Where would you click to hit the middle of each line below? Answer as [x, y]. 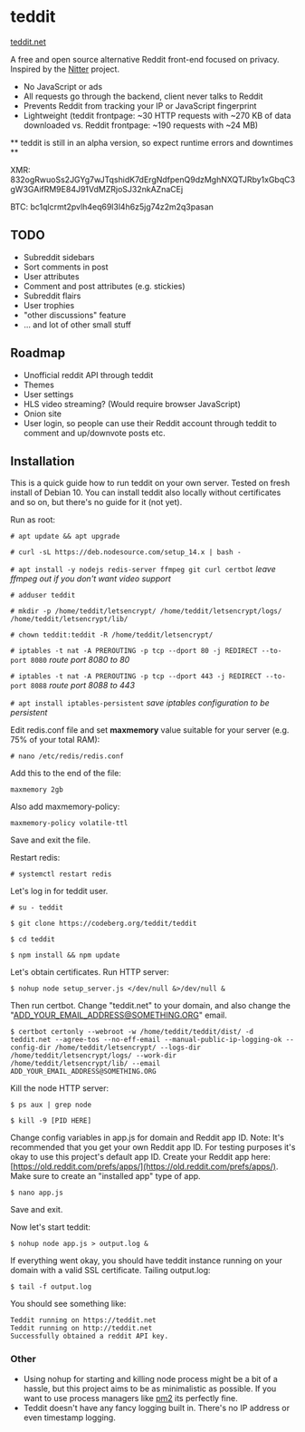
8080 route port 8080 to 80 [80, 660]
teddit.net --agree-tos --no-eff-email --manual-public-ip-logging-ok [146, 1040]
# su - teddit [37, 908]
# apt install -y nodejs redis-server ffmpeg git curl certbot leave [143, 570]
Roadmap [38, 353]
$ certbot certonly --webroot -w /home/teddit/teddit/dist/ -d [132, 1032]
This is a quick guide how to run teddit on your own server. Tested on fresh [150, 483]
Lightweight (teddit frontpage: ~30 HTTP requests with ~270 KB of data [157, 115]
